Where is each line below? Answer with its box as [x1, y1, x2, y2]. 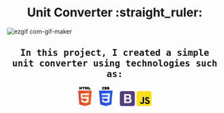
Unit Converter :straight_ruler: [27, 5, 203, 20]
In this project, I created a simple [20, 48, 210, 59]
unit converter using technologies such [12, 58, 218, 69]
